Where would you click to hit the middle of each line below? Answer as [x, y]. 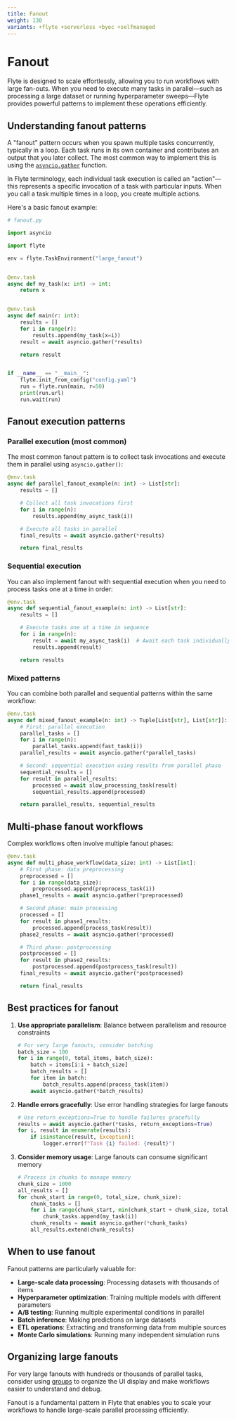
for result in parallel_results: [69, 778]
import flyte [26, 246]
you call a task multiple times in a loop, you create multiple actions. [104, 194]
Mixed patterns [34, 678]
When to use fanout [51, 1252]
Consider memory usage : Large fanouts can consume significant [112, 1157]
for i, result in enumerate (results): [74, 1130]
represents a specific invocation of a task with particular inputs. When [121, 187]
